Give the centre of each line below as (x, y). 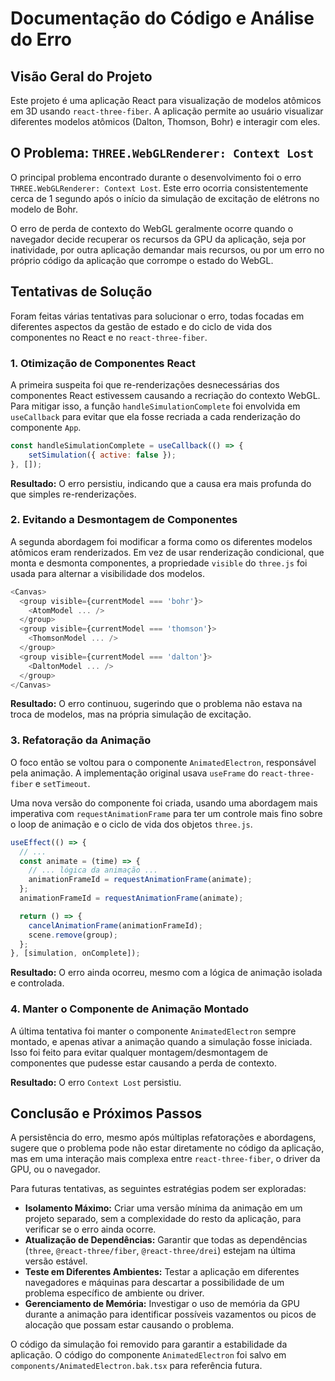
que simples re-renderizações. (73, 494)
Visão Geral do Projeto (81, 76)
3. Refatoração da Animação (81, 740)
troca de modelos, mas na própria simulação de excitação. (131, 714)
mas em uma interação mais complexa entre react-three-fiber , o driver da (165, 1159)
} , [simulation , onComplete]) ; (75, 953)
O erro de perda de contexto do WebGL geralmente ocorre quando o (152, 228)
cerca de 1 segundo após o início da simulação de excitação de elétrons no (165, 198)
